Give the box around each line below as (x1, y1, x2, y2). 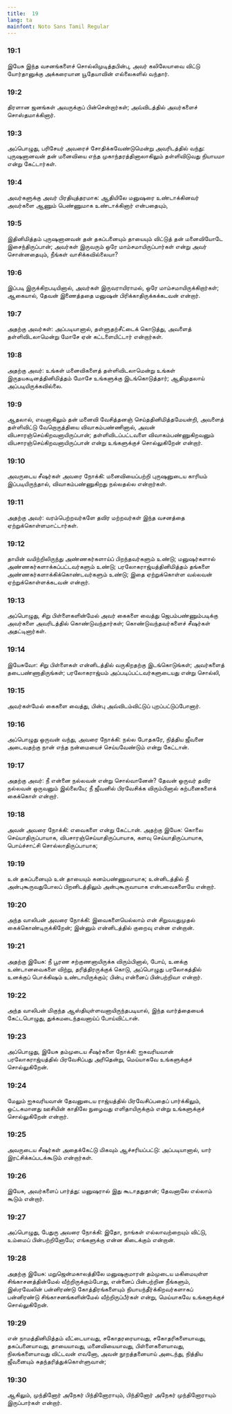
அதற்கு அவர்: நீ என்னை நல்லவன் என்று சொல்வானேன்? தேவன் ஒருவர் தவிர (7, 777, 211, 785)
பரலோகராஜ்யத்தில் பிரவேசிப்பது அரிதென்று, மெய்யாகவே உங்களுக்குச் (7, 1055, 192, 1063)
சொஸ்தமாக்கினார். (7, 110, 56, 118)
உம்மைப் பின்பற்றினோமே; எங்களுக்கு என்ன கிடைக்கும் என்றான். (7, 1236, 175, 1244)
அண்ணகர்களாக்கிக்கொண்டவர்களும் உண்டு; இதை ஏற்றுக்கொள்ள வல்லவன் (7, 569, 213, 578)
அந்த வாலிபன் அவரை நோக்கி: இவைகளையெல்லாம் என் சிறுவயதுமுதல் (7, 916, 195, 924)
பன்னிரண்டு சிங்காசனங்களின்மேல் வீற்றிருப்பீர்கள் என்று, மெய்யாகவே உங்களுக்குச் (7, 1293, 224, 1301)
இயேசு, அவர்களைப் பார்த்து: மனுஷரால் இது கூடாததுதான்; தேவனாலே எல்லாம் (7, 1187, 213, 1195)
